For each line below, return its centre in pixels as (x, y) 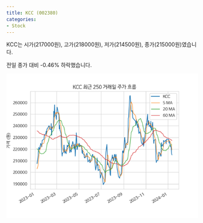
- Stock (16, 26)
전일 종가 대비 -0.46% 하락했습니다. (49, 65)
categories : (21, 19)
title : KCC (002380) (33, 13)
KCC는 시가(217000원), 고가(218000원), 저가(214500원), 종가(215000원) (94, 44)
